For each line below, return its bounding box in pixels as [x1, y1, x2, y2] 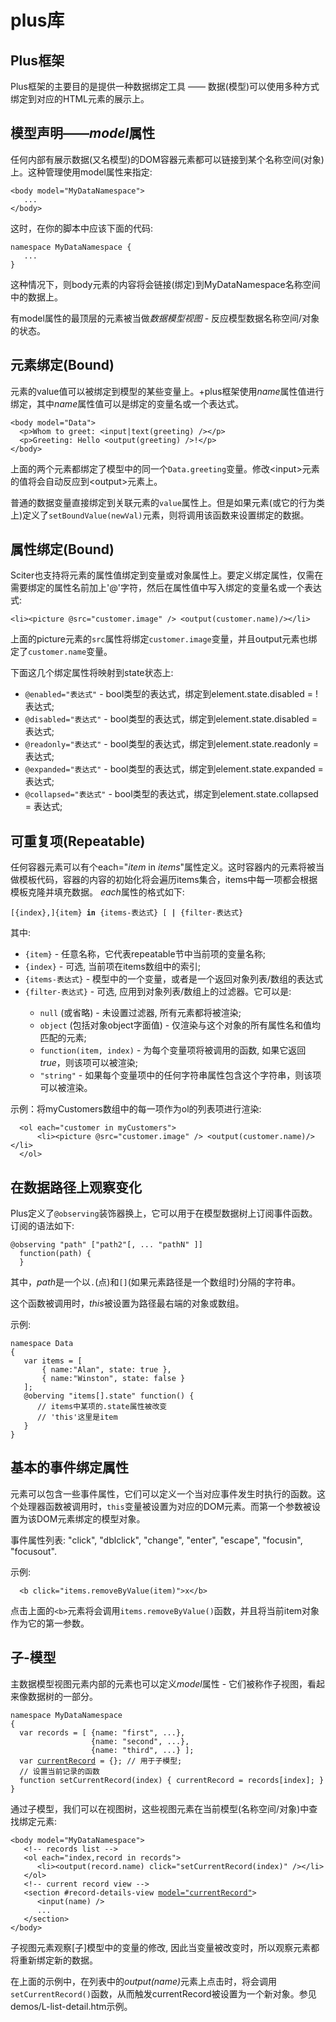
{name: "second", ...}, [90, 1736, 190, 1746]
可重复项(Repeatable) [10, 832, 146, 850]
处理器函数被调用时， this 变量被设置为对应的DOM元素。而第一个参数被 [18, 1500, 313, 1512]
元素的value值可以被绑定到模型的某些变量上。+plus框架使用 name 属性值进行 [10, 385, 325, 397]
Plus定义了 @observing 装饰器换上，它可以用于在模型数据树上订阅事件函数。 [10, 1207, 318, 1220]
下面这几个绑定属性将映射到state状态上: [10, 667, 174, 679]
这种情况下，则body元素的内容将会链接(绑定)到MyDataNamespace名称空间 [10, 278, 321, 290]
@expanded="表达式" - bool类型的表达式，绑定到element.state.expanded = [24, 763, 324, 775]
